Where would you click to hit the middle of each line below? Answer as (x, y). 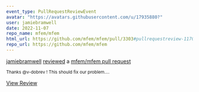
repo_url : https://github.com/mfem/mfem (57, 45)
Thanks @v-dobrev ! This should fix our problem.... (58, 72)
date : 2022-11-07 (28, 28)
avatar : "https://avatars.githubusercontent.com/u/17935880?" (84, 17)
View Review (22, 83)
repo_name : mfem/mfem (33, 34)
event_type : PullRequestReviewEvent (51, 11)
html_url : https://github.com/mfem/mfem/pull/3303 (70, 39)
